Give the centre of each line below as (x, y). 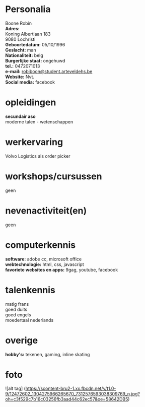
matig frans (17, 304)
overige (22, 340)
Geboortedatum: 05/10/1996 (35, 44)
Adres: (13, 28)
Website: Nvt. (20, 77)
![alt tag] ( (16, 388)
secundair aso (21, 116)
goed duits (16, 309)
